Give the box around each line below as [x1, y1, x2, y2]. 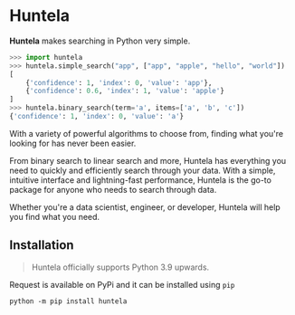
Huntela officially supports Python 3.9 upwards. [31, 262, 210, 272]
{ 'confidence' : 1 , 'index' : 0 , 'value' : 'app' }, [25, 78, 213, 87]
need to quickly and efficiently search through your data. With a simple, [9, 165, 276, 176]
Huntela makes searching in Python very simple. [9, 35, 191, 46]
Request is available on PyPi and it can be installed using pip [9, 279, 235, 290]
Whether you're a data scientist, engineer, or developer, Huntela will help [9, 201, 281, 213]
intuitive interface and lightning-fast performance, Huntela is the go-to [9, 174, 271, 186]
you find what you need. [9, 211, 100, 222]
